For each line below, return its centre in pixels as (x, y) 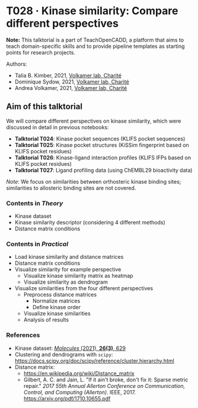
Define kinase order (57, 307)
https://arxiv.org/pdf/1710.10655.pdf (67, 399)
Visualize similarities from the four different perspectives (84, 288)
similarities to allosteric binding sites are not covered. (71, 188)
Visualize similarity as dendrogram (66, 282)
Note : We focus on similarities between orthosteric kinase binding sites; (94, 181)
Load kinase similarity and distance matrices (69, 257)
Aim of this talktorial (44, 107)
